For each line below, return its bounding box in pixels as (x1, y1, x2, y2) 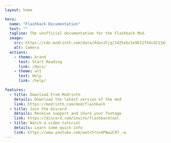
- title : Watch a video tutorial (9, 121, 81, 126)
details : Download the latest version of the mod (14, 97, 122, 102)
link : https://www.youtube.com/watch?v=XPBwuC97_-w (14, 130, 126, 135)
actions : (9, 49, 28, 55)
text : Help (18, 73, 42, 79)
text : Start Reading (18, 59, 62, 64)
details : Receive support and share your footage (14, 111, 122, 116)
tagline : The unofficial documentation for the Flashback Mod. (9, 31, 146, 36)
